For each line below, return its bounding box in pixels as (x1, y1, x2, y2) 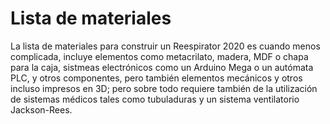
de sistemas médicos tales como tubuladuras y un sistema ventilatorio (10, 93, 300, 105)
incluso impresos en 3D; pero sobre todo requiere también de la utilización (10, 82, 318, 94)
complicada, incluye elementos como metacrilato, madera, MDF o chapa (10, 50, 309, 62)
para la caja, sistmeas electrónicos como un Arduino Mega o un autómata (10, 61, 314, 73)
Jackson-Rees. (10, 103, 73, 116)
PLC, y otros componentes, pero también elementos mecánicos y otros (10, 72, 303, 84)
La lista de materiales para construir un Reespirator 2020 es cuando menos (10, 40, 321, 52)
